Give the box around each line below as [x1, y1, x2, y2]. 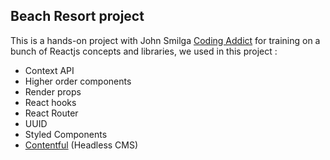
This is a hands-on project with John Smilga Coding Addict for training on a [10, 34, 321, 46]
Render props [24, 85, 82, 98]
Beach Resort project [10, 8, 145, 25]
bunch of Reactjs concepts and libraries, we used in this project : [10, 45, 278, 57]
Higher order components [24, 75, 132, 87]
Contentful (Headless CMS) [24, 139, 139, 151]
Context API [24, 64, 75, 76]
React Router [24, 107, 79, 119]
